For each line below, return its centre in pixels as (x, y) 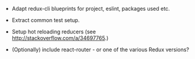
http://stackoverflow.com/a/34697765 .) (60, 38)
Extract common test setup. (46, 20)
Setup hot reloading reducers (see (54, 32)
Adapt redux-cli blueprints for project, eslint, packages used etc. (91, 9)
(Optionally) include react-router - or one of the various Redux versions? (100, 49)
